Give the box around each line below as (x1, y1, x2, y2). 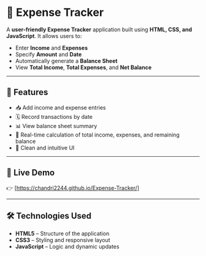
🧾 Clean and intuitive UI (15, 144, 75, 151)
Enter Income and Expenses (15, 44, 88, 51)
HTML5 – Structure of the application (15, 230, 110, 238)
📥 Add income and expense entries (15, 104, 106, 111)
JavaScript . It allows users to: (6, 32, 82, 39)
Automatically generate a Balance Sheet (15, 57, 118, 64)
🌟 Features (6, 87, 48, 97)
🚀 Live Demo (6, 168, 55, 178)
